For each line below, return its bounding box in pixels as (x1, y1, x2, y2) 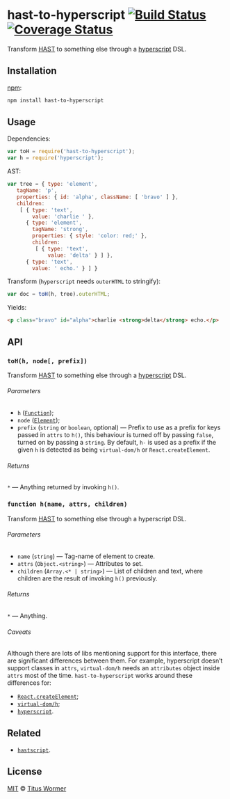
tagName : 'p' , (16, 187, 58, 194)
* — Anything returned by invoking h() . (7, 483, 120, 491)
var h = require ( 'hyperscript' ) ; (7, 155, 104, 161)
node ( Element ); (17, 416, 60, 425)
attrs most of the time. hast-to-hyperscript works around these (7, 672, 193, 680)
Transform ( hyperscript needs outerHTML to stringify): (7, 277, 161, 285)
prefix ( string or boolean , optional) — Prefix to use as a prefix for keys (17, 423, 221, 432)
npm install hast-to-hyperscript (7, 97, 104, 104)
